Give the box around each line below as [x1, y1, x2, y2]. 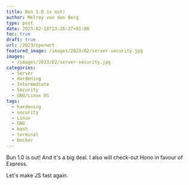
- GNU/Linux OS [11, 92, 50, 99]
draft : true [6, 37, 36, 43]
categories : [6, 64, 36, 71]
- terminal [11, 132, 39, 138]
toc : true [6, 31, 31, 37]
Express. [6, 160, 28, 167]
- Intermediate [11, 82, 50, 88]
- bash [11, 126, 28, 132]
